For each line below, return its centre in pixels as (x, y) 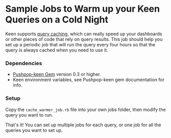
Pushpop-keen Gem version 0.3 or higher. (57, 74)
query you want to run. (29, 115)
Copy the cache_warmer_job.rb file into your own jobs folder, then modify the (86, 109)
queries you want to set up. (34, 130)
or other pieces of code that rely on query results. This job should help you (84, 39)
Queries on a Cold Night (57, 20)
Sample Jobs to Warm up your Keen (82, 9)
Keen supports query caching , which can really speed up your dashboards (84, 34)
